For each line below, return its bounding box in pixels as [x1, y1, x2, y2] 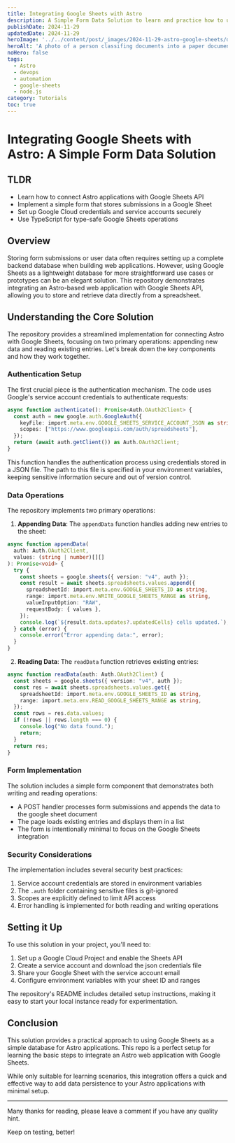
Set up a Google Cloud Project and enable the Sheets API [17, 953, 183, 962]
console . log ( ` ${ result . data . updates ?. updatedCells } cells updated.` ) [20, 618, 227, 626]
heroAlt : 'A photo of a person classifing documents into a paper [7, 43, 205, 50]
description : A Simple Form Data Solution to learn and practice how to [7, 17, 224, 24]
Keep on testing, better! [7, 1128, 76, 1136]
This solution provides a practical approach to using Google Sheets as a [7, 1036, 215, 1044]
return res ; [13, 742, 49, 749]
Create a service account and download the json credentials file [17, 961, 201, 970]
